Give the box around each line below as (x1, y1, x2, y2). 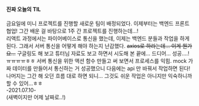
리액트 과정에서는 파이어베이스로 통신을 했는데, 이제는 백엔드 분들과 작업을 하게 (6, 35, 190, 42)
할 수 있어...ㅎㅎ (6, 80, 43, 87)
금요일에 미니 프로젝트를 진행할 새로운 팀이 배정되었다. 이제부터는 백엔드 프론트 (6, 20, 190, 27)
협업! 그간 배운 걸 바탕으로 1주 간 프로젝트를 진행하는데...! (6, 28, 139, 35)
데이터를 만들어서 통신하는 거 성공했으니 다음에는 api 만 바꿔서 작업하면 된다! (12, 65, 191, 72)
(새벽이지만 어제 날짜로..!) (6, 93, 66, 101)
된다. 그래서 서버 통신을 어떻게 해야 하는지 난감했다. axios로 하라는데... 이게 (6, 43, 181, 50)
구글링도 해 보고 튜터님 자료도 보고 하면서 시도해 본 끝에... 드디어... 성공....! (17, 50, 190, 57)
